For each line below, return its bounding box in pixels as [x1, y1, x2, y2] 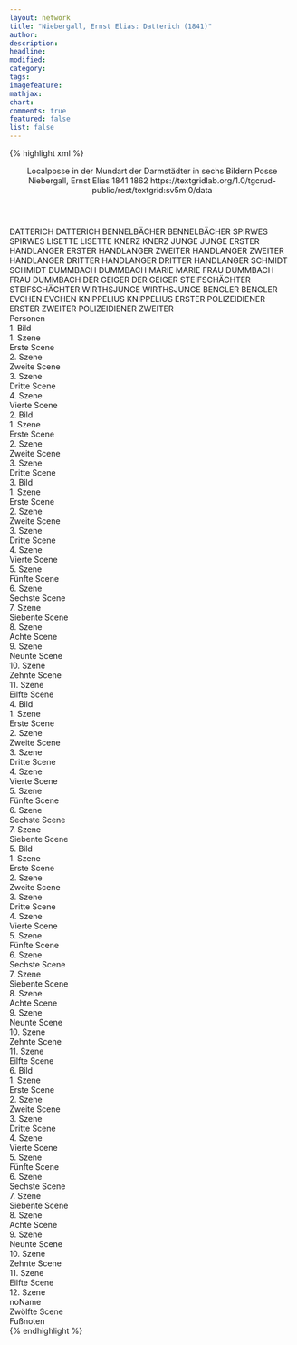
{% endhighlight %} [9, 1326, 83, 1336]
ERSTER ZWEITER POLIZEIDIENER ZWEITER [9, 303, 174, 314]
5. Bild [9, 843, 34, 854]
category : [9, 64, 47, 74]
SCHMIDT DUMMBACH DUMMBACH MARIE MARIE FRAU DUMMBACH [9, 265, 274, 275]
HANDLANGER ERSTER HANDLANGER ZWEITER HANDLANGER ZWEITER [9, 246, 285, 256]
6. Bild [9, 1065, 34, 1075]
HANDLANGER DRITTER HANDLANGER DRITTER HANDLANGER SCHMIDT [9, 255, 288, 266]
